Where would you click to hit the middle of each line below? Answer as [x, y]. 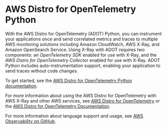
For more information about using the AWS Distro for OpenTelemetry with [81, 95]
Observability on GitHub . [31, 121]
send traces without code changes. [42, 70]
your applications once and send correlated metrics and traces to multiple [81, 39]
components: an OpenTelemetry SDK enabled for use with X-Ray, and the [81, 55]
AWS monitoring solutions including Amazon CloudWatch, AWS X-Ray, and [82, 44]
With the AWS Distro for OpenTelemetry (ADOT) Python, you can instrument [83, 33]
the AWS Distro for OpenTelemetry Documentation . [58, 106]
